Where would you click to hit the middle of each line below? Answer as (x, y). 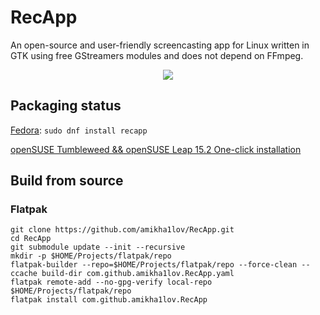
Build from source (67, 181)
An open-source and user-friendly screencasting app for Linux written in (160, 45)
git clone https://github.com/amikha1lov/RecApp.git (122, 230)
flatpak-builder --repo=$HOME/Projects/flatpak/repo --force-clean (154, 265)
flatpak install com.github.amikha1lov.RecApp (109, 300)
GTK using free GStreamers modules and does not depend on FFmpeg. (157, 55)
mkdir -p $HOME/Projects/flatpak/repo (91, 256)
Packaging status (66, 106)
